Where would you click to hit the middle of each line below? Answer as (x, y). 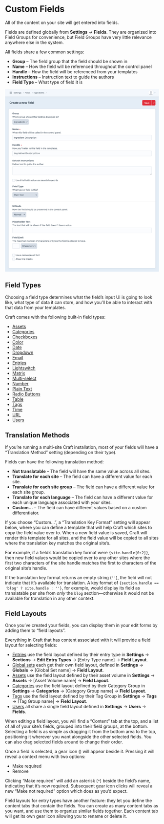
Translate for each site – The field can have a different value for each (82, 476)
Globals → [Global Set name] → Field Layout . (58, 670)
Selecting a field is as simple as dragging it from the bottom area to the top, (81, 732)
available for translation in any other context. (50, 598)
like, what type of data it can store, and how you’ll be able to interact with (79, 302)
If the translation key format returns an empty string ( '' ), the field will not (79, 577)
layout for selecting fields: (31, 645)
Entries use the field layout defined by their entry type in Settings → (81, 655)
